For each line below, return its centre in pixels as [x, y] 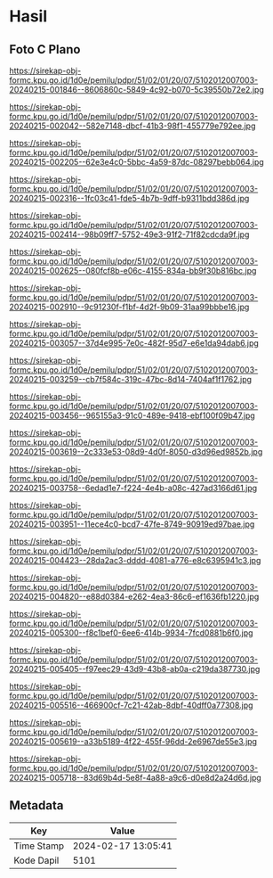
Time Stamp [39, 846]
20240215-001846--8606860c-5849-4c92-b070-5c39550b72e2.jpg [136, 90]
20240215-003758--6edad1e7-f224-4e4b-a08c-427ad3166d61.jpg [133, 488]
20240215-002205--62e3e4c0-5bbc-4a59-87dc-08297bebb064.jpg [136, 162]
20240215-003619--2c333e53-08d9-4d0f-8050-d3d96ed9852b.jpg [136, 451]
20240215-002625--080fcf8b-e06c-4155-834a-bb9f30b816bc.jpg [133, 271]
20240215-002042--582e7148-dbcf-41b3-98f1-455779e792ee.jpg [132, 126]
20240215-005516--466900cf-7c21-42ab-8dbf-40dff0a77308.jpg [131, 705]
